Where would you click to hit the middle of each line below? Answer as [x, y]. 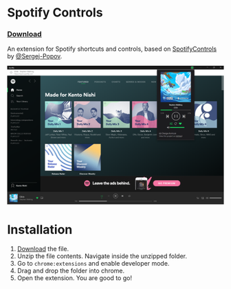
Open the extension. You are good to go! [75, 278]
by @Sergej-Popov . [35, 56]
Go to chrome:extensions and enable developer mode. [93, 263]
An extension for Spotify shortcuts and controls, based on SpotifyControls [112, 49]
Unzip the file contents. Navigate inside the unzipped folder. [102, 256]
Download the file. [43, 248]
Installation [40, 230]
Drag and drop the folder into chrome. [71, 270]
